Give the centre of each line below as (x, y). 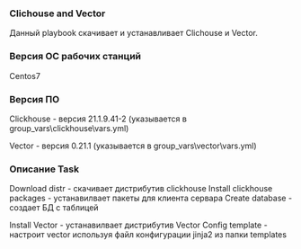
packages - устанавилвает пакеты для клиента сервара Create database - (151, 198)
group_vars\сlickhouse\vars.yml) (69, 128)
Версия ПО (35, 99)
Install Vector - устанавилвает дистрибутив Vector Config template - (138, 225)
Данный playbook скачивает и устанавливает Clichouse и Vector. (134, 33)
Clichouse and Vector (58, 13)
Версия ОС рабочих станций (75, 57)
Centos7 (25, 76)
